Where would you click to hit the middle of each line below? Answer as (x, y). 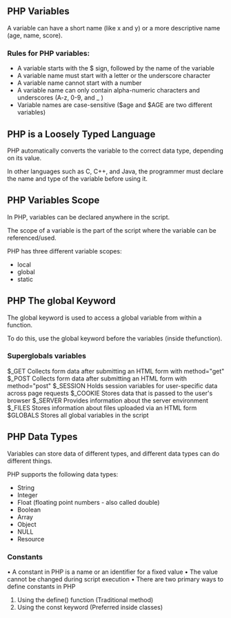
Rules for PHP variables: (49, 53)
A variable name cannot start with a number (79, 83)
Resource (31, 539)
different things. (30, 461)
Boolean (29, 510)
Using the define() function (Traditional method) (85, 599)
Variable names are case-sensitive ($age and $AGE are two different (114, 105)
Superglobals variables (47, 356)
